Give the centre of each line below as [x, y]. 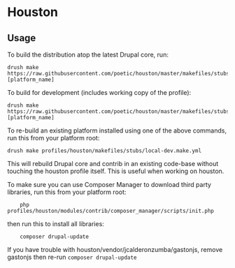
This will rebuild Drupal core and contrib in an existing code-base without [113, 164]
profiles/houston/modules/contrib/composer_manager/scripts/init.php [111, 211]
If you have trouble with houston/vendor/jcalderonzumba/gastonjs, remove [115, 250]
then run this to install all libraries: [56, 224]
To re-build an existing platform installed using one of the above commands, [117, 131]
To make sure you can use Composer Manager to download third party [109, 185]
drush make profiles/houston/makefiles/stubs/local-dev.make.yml [104, 151]
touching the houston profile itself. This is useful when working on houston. [116, 171]
